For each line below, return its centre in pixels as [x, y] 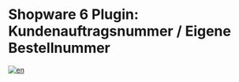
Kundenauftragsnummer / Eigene [119, 31]
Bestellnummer [59, 48]
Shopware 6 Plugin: [74, 15]
